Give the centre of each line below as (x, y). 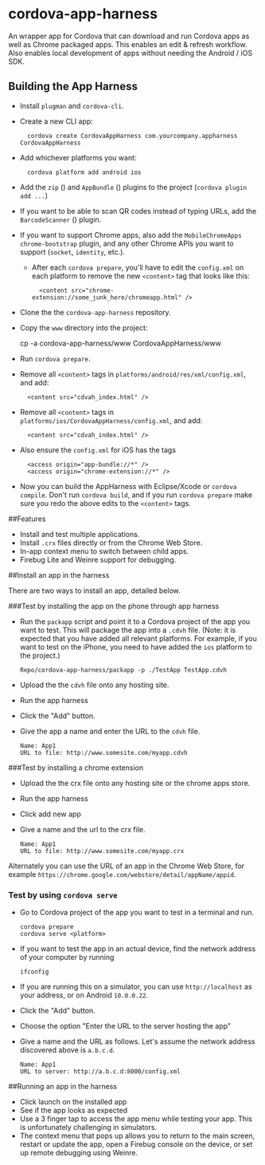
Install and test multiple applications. (80, 534)
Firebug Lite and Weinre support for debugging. (98, 559)
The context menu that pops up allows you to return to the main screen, (137, 1136)
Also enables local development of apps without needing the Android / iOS (131, 53)
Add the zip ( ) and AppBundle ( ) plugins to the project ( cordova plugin (133, 187)
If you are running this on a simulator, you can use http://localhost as (136, 987)
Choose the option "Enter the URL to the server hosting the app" (125, 1026)
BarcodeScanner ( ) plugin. (60, 219)
